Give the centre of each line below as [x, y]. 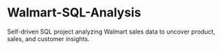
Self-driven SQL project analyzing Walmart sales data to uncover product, [111, 32]
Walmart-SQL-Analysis [74, 13]
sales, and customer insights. [49, 38]
